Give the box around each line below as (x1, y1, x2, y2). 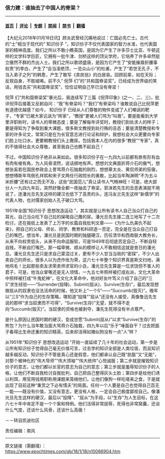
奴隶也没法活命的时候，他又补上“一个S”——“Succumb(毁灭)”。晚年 (22, 287, 159, 293)
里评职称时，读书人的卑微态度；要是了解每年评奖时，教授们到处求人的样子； (5, 119, 160, 125)
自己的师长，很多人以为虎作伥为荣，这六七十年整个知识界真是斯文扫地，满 (9, 257, 160, 263)
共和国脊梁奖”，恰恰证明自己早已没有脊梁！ (32, 84, 121, 90)
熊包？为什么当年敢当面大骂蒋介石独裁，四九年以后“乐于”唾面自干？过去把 (5, 322, 156, 328)
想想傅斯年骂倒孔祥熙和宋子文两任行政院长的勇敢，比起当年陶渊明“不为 (5, 172, 149, 178)
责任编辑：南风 (5, 428, 35, 433)
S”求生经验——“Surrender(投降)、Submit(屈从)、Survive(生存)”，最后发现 (5, 281, 155, 287)
